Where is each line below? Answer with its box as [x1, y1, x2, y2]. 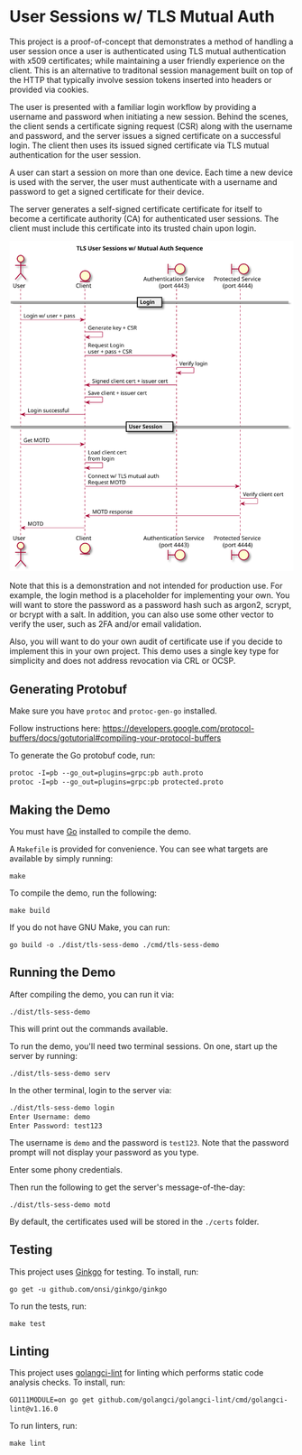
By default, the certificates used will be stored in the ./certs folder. [9, 1216, 260, 1227]
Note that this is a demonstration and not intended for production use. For [9, 580, 283, 592]
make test [9, 1319, 47, 1328]
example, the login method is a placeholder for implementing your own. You [9, 590, 290, 601]
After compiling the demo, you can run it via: [9, 989, 174, 999]
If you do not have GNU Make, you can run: [9, 922, 170, 933]
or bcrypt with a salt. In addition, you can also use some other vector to [9, 609, 274, 620]
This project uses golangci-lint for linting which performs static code [9, 1368, 264, 1378]
